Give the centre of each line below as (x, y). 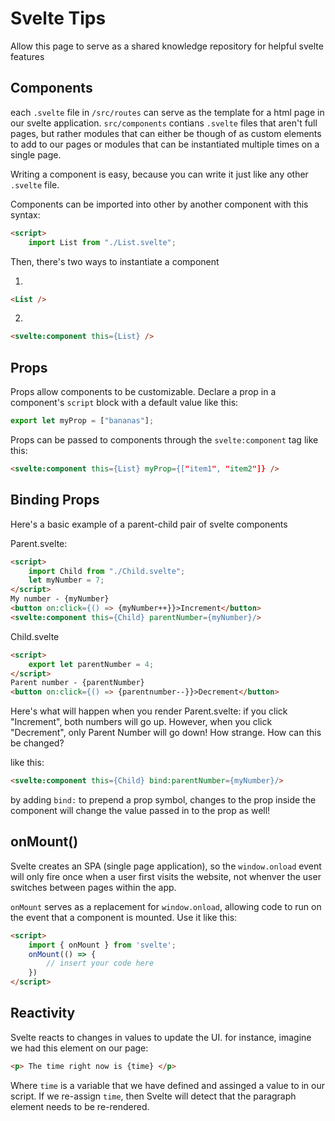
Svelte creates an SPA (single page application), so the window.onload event (166, 866)
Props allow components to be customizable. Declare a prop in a (143, 392)
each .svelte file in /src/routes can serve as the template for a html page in (167, 112)
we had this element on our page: (79, 1048)
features (27, 56)
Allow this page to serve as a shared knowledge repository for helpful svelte (167, 46)
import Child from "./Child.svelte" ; (107, 571)
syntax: (25, 214)
